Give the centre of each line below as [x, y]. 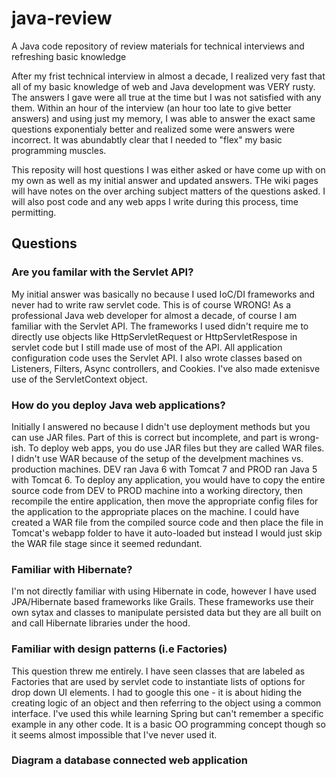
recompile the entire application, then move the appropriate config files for [165, 501]
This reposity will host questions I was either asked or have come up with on [168, 169]
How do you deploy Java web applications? [118, 405]
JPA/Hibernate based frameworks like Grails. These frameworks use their [162, 602]
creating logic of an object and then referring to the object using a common [166, 703]
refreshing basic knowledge [69, 56]
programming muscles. [59, 150]
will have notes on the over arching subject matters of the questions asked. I [168, 191]
